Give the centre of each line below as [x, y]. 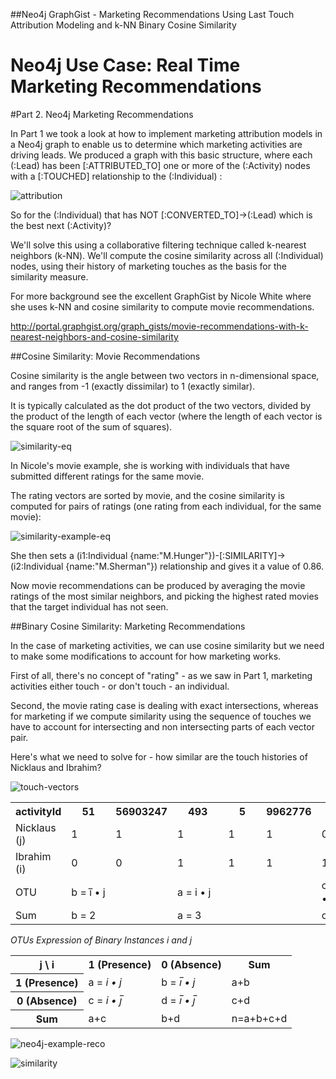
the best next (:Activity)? [61, 225]
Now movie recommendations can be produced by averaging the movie [158, 585]
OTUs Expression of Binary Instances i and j [101, 940]
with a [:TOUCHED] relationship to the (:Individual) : [116, 176]
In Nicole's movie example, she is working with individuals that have [150, 465]
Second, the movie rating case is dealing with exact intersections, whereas [164, 705]
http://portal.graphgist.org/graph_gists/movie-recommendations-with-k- [159, 326]
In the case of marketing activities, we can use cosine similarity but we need [167, 645]
